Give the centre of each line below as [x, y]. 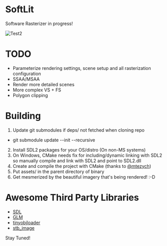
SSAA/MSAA [26, 79]
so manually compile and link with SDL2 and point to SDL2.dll [77, 161]
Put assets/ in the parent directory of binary [58, 171]
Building [23, 116]
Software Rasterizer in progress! [39, 23]
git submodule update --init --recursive [54, 140]
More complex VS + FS [37, 90]
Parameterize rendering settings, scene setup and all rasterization [82, 68]
